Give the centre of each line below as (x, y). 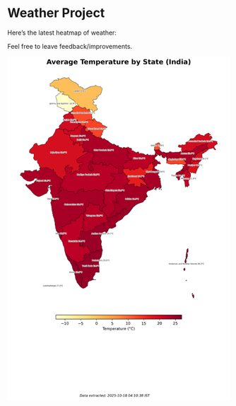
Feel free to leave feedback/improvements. (70, 46)
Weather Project (56, 13)
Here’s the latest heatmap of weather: (62, 33)
